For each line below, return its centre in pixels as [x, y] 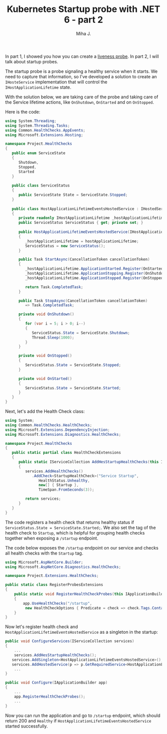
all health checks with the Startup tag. [44, 553]
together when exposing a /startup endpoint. [52, 538]
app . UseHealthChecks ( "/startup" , [58, 603]
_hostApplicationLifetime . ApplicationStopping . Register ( [85, 274]
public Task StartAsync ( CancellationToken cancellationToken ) [84, 260]
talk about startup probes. [32, 61]
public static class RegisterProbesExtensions [54, 585]
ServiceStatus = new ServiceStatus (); [65, 246]
